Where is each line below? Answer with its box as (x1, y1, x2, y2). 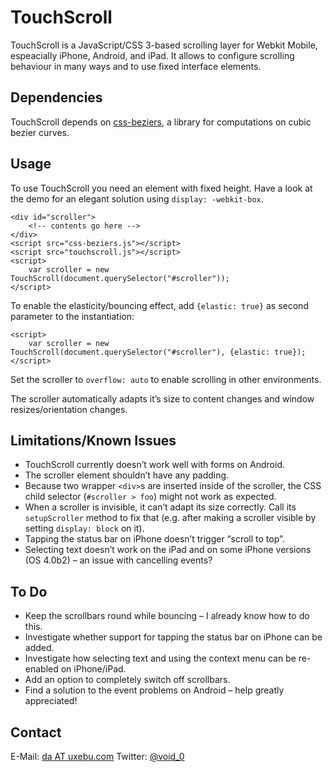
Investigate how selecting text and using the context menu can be (24, 652, 297, 665)
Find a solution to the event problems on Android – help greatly (24, 684, 285, 696)
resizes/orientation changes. (10, 403, 128, 415)
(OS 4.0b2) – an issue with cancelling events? (24, 554, 213, 566)
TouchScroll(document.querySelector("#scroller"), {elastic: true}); (10, 347, 307, 357)
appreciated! (24, 695, 78, 707)
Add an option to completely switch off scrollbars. (24, 674, 231, 686)
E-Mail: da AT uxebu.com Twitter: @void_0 (10, 751, 185, 762)
